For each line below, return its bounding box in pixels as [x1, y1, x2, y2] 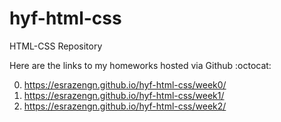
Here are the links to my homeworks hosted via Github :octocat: [9, 59, 272, 71]
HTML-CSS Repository [9, 40, 103, 52]
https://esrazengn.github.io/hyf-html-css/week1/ [23, 89, 225, 101]
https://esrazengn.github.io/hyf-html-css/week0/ [23, 78, 227, 91]
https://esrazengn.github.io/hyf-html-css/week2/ [23, 100, 227, 112]
